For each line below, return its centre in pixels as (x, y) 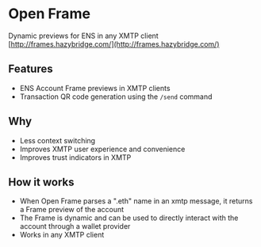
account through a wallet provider (75, 226)
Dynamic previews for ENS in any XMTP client (83, 36)
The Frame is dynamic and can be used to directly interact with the (129, 218)
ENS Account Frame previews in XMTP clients (95, 88)
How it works (41, 182)
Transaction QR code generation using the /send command (116, 97)
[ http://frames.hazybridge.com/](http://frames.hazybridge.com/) (114, 44)
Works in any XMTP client (62, 235)
